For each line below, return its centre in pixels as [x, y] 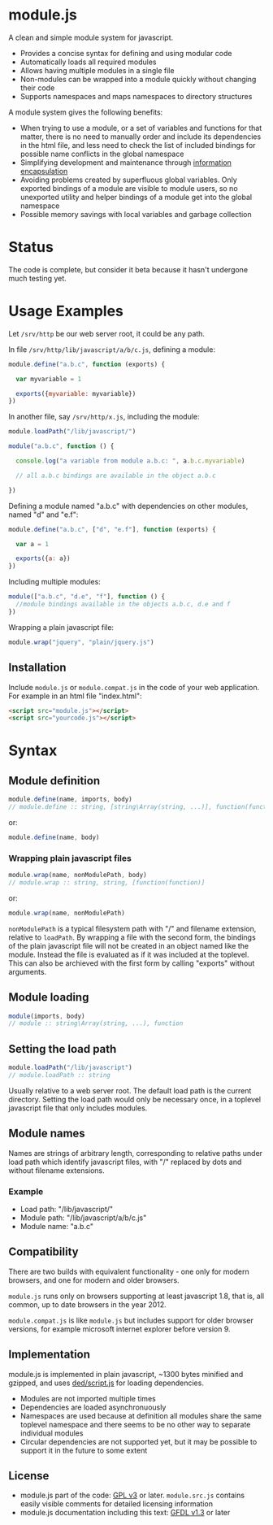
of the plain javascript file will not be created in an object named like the [129, 945]
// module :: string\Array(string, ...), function [96, 1023]
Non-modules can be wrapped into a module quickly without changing [138, 79]
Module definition [54, 781]
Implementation [50, 1355]
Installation [37, 668]
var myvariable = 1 [49, 379]
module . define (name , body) [54, 837]
